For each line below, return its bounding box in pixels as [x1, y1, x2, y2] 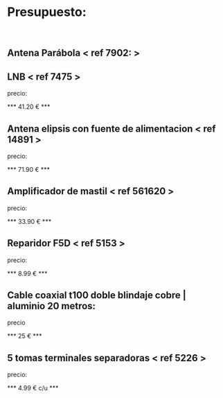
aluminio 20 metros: [7, 300, 96, 312]
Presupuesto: [7, 4, 87, 20]
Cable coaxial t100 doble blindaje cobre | [7, 289, 187, 301]
